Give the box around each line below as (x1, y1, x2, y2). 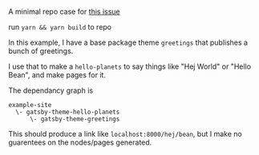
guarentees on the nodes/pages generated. (8, 137, 152, 147)
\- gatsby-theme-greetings (29, 115, 120, 123)
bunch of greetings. (8, 46, 74, 55)
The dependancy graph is (8, 85, 94, 95)
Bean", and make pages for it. (8, 70, 107, 79)
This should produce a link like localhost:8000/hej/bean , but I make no (8, 129, 242, 138)
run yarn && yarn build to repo (8, 22, 112, 31)
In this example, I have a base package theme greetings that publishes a (8, 38, 249, 47)
